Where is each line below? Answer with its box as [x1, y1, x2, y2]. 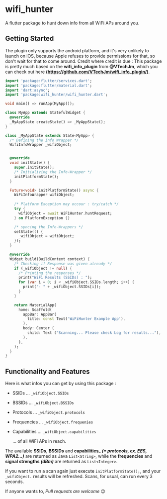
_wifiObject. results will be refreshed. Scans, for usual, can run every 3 [5, 474, 153, 480]
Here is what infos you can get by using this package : [5, 381, 116, 387]
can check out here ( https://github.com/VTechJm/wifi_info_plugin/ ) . [5, 69, 150, 75]
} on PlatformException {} [14, 215, 70, 220]
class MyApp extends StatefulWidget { [5, 110, 85, 115]
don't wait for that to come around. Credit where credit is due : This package [5, 58, 162, 64]
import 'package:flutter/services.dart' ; [5, 78, 92, 83]
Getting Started [5, 34, 54, 43]
